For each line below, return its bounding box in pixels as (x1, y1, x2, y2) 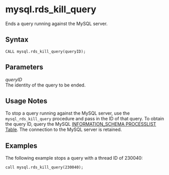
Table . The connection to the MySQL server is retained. (5, 126, 122, 133)
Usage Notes (5, 96, 48, 105)
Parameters (5, 63, 44, 72)
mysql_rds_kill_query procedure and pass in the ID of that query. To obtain (5, 116, 164, 122)
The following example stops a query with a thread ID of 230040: (5, 155, 143, 161)
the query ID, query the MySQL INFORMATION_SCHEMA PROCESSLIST (5, 121, 156, 127)
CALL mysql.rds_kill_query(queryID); (5, 49, 86, 54)
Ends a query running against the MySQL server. (5, 20, 108, 27)
